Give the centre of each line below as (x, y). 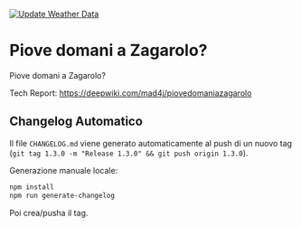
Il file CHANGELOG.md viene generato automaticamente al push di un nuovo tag (150, 143)
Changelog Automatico (76, 122)
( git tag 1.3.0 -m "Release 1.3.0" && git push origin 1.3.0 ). (129, 153)
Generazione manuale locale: (64, 170)
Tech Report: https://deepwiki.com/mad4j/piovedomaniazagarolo (131, 93)
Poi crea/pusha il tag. (49, 213)
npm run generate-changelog (62, 195)
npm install (32, 187)
